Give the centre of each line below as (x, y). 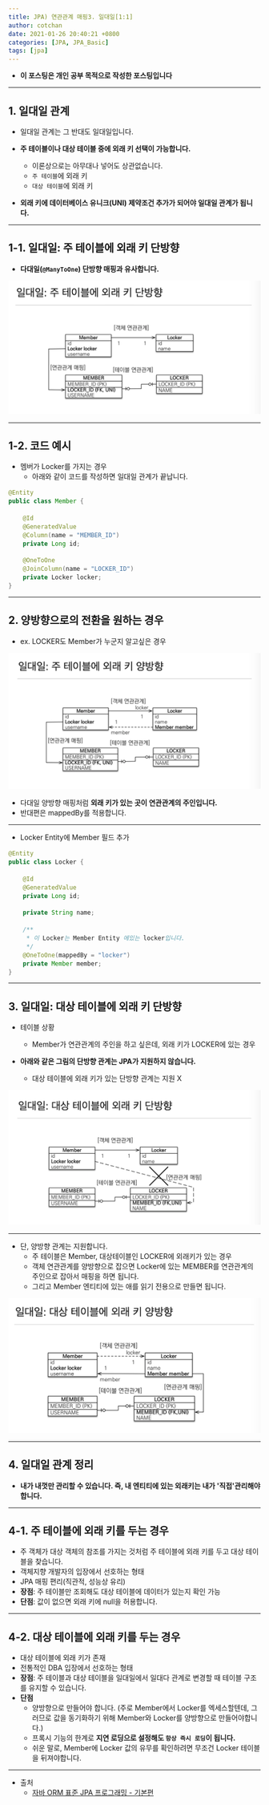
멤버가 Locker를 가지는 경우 (63, 467)
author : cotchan (35, 25)
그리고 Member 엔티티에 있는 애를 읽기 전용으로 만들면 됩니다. (129, 1286)
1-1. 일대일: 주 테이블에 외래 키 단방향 (94, 248)
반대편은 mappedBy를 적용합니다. (73, 813)
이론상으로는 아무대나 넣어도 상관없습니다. (97, 165)
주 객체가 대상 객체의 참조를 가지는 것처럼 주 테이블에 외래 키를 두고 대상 (132, 1552)
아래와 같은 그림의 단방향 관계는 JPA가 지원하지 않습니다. (108, 1062)
